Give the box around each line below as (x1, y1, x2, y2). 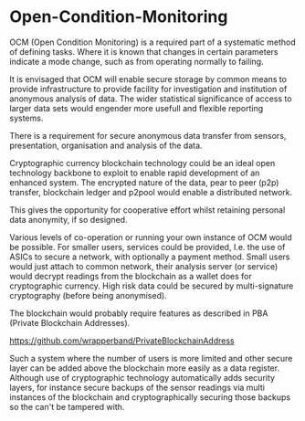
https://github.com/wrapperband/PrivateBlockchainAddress (9, 335, 235, 346)
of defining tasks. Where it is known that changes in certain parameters (9, 46, 279, 57)
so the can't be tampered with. (9, 401, 125, 412)
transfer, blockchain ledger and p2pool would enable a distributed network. (9, 186, 293, 197)
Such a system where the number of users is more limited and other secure (9, 353, 293, 363)
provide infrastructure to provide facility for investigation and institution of (9, 83, 288, 94)
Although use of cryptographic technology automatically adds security (9, 372, 276, 383)
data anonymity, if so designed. (9, 214, 128, 225)
